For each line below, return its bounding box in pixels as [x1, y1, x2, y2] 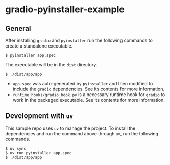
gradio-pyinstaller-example [5, 4, 125, 15]
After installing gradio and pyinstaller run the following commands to [5, 37, 153, 43]
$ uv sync [5, 146, 27, 151]
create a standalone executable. [5, 43, 73, 49]
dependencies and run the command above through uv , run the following [5, 130, 158, 136]
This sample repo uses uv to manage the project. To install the [5, 125, 136, 131]
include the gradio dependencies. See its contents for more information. [12, 86, 165, 92]
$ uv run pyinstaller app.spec [5, 150, 72, 155]
